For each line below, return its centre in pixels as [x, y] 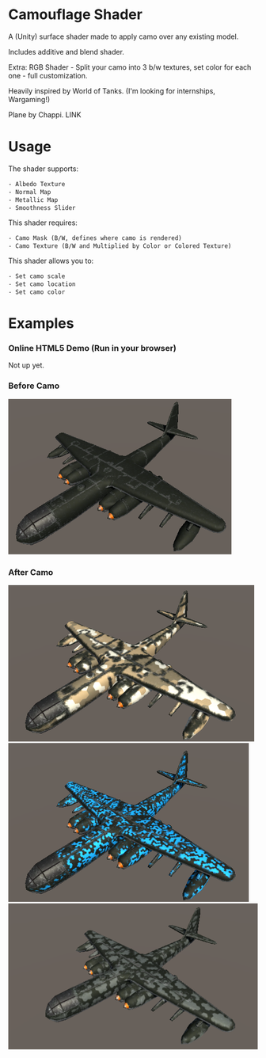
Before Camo [34, 386]
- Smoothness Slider [42, 207]
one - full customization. [48, 75]
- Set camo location [42, 284]
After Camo [31, 572]
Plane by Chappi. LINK [45, 114]
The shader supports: [44, 169]
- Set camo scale [37, 276]
